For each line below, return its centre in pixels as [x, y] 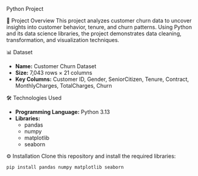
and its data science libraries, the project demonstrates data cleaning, [94, 33]
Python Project [25, 9]
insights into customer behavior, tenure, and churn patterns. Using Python [99, 27]
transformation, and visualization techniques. [63, 40]
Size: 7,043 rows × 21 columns [54, 73]
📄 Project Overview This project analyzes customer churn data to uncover [99, 20]
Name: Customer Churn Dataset [55, 66]
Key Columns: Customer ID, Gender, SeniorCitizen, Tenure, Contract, [102, 79]
